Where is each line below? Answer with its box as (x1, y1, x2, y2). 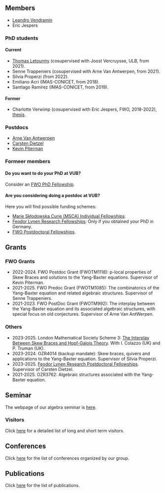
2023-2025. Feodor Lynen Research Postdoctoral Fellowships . (12, 361, 139, 367)
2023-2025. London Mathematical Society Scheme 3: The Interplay (12, 334, 149, 340)
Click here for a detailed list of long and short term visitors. (5, 427, 125, 434)
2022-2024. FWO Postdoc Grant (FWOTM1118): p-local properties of (12, 269, 152, 275)
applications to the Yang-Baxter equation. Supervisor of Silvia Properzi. (12, 356, 157, 362)
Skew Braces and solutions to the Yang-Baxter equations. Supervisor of (12, 274, 158, 281)
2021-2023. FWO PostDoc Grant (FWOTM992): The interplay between (12, 301, 155, 307)
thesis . (12, 112, 26, 118)
